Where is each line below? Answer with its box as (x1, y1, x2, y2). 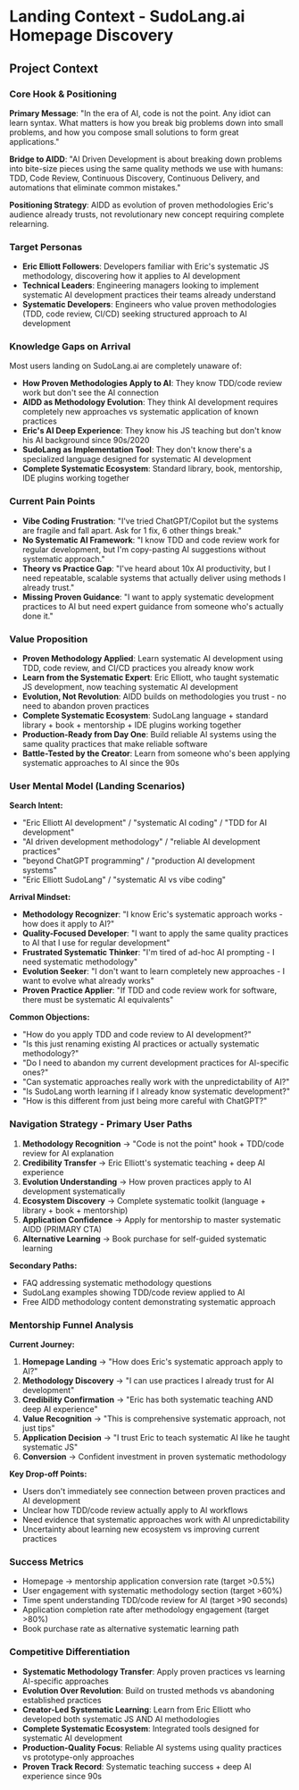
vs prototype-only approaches (21, 1752, 135, 1762)
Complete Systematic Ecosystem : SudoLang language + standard (21, 710, 269, 721)
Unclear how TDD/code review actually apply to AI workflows (21, 1504, 248, 1516)
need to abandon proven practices (21, 701, 150, 711)
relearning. (9, 218, 49, 229)
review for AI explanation (21, 1147, 114, 1158)
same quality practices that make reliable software (21, 739, 208, 750)
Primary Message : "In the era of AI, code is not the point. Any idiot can (9, 107, 271, 118)
